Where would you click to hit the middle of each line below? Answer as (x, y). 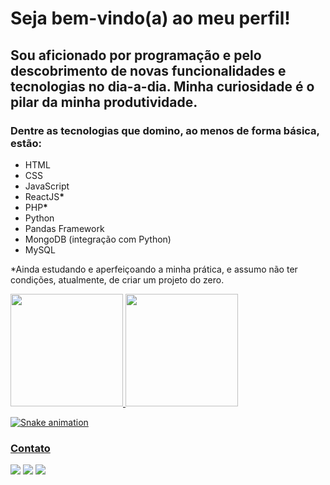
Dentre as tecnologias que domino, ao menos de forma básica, (165, 130)
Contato (30, 448)
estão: (26, 143)
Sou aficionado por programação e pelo (136, 55)
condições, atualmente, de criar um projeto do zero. (117, 279)
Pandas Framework (64, 228)
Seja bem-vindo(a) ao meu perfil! (150, 18)
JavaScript (47, 186)
